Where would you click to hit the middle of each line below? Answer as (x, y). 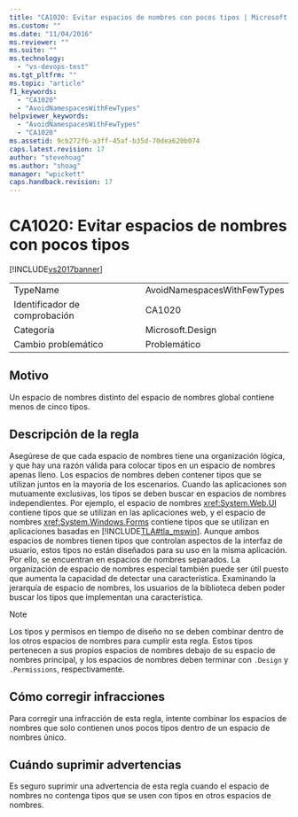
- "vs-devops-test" (53, 67)
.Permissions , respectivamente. (67, 669)
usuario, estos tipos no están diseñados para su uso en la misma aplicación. (148, 549)
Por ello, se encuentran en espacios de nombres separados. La (125, 559)
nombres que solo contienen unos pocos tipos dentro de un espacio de (140, 728)
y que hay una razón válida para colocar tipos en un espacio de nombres (142, 465)
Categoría (34, 331)
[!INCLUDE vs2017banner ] (56, 269)
